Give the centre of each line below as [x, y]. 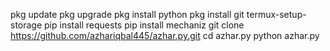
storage [26, 25]
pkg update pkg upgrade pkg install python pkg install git [127, 14]
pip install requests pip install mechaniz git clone [144, 25]
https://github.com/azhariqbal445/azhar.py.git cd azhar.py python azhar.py [165, 35]
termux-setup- [276, 14]
